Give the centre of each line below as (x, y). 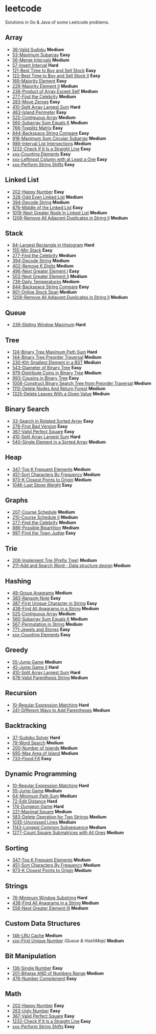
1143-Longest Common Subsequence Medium (59, 827)
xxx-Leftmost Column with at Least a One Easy (60, 159)
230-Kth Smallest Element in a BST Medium (56, 362)
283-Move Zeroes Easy (36, 102)
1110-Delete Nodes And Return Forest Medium (59, 388)
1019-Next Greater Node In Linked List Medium (60, 212)
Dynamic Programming (41, 774)
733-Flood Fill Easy (32, 758)
